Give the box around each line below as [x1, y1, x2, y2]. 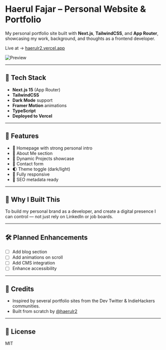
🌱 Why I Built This [5, 195, 60, 203]
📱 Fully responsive [12, 171, 50, 177]
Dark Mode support [12, 97, 53, 103]
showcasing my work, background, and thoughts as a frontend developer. [5, 36, 156, 41]
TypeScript [12, 108, 36, 114]
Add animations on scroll [12, 254, 63, 260]
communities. [12, 303, 41, 309]
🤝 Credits [5, 285, 35, 293]
